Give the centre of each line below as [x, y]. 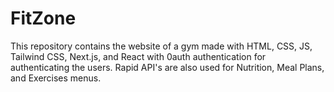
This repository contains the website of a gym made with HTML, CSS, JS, [161, 46]
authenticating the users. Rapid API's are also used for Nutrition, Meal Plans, [167, 67]
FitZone [43, 18]
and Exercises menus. [56, 78]
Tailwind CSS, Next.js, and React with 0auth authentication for [138, 56]
